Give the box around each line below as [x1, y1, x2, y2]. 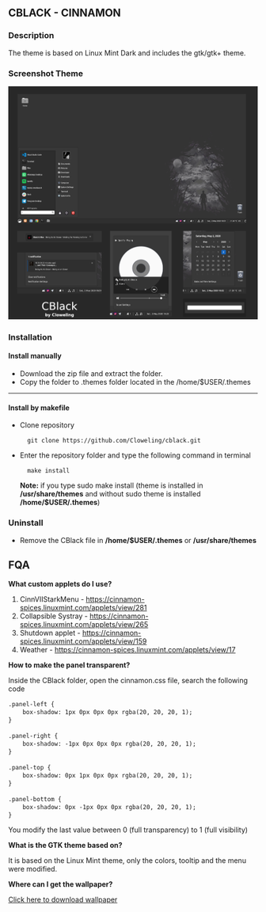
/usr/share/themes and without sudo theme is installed [19, 489, 201, 499]
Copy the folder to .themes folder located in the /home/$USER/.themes [19, 378, 251, 387]
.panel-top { [8, 764, 51, 772]
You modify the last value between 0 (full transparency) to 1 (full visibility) [8, 825, 248, 834]
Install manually [8, 351, 62, 361]
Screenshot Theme [8, 67, 84, 78]
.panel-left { [8, 701, 55, 709]
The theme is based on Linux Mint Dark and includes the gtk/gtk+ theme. [8, 47, 246, 58]
